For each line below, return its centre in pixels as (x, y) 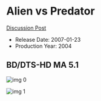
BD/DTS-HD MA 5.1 (43, 65)
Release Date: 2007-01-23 (48, 39)
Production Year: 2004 (43, 46)
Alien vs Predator (50, 11)
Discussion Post (26, 28)
